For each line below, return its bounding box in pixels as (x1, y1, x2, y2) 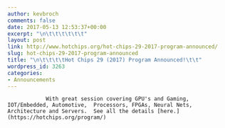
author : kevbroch (7, 10, 59, 18)
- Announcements (7, 76, 56, 83)
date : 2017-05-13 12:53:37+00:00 (7, 23, 107, 30)
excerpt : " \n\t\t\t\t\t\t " (7, 30, 88, 37)
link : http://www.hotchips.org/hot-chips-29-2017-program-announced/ (7, 43, 219, 50)
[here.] (157, 107, 180, 115)
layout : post (7, 37, 46, 44)
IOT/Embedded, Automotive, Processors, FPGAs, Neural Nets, (7, 102, 193, 109)
